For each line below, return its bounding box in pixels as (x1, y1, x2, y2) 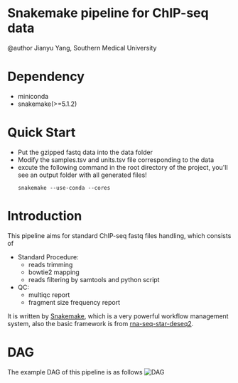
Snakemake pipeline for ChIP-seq (7, 5, 209, 21)
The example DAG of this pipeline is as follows (7, 367, 144, 376)
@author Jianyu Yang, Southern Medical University (7, 43, 157, 52)
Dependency (7, 69, 85, 85)
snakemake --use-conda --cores (17, 184, 111, 191)
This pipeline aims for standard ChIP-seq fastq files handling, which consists (7, 231, 232, 239)
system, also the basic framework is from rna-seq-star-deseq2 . (7, 319, 194, 328)
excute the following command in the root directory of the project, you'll (17, 163, 229, 171)
